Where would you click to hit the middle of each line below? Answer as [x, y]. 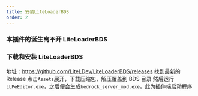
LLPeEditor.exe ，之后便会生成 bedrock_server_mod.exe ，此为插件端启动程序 [99, 86]
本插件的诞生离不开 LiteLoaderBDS [57, 40]
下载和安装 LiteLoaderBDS [45, 57]
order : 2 [17, 17]
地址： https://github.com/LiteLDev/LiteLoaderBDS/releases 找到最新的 [94, 71]
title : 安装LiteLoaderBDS [37, 12]
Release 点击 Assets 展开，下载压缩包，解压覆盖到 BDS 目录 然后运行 [90, 79]
